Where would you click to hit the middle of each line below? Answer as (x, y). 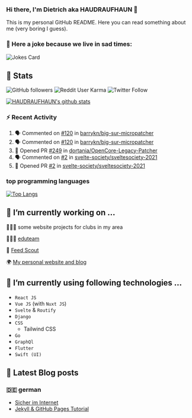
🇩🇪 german (24, 389)
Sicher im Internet (36, 403)
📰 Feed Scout (23, 250)
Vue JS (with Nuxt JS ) (41, 303)
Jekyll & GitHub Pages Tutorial (52, 409)
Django (23, 317)
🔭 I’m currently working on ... (61, 213)
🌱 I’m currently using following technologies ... (94, 283)
